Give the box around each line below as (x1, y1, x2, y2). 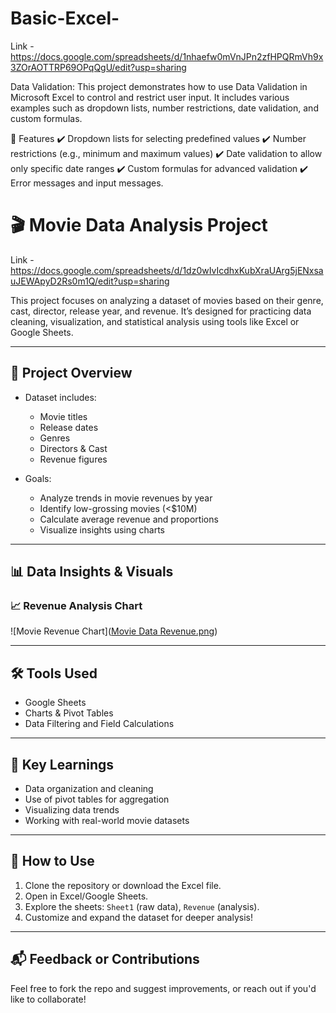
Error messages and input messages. (10, 177, 164, 189)
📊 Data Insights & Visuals (10, 563, 174, 581)
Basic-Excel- (10, 7, 120, 30)
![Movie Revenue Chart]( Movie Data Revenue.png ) (10, 625, 218, 637)
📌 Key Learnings (10, 756, 115, 773)
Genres (39, 432, 71, 444)
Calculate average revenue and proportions (39, 513, 219, 525)
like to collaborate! (10, 993, 87, 1005)
